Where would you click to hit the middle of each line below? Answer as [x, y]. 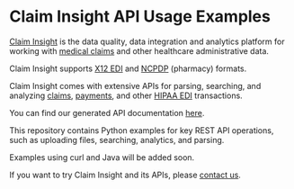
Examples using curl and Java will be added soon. [102, 157]
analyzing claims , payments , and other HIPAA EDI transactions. [126, 95]
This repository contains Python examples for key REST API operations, [142, 130]
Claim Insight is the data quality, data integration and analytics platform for [147, 41]
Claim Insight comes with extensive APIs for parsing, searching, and [135, 85]
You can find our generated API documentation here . [107, 112]
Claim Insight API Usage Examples [140, 17]
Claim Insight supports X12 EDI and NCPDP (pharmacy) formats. [128, 68]
